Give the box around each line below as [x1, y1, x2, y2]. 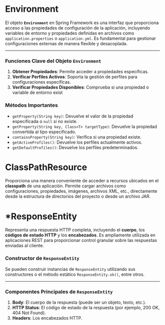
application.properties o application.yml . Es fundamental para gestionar [5, 35, 156, 41]
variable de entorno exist [12, 89, 63, 95]
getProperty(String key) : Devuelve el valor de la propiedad [12, 113, 134, 119]
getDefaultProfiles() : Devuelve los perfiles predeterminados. [12, 144, 138, 150]
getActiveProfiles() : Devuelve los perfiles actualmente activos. [12, 139, 142, 145]
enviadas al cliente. [5, 242, 44, 249]
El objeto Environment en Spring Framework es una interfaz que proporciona [5, 20, 159, 26]
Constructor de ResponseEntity [5, 255, 80, 262]
